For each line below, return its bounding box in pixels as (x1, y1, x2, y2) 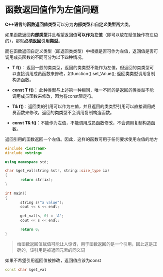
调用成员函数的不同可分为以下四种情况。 (5, 54, 86, 60)
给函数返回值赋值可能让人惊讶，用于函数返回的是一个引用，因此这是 (16, 241, 153, 247)
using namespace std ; (5, 159, 49, 164)
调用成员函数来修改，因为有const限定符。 (12, 93, 96, 99)
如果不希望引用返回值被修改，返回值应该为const (5, 257, 101, 263)
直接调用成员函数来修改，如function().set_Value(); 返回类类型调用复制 (16, 70, 155, 76)
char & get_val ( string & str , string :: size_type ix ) (5, 168, 110, 173)
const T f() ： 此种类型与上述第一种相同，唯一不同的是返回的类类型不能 (12, 87, 154, 93)
